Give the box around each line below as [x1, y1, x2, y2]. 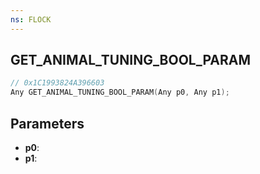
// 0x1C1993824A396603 [10, 78, 105, 88]
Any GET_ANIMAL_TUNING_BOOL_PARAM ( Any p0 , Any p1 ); [10, 87, 230, 98]
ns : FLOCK [10, 14, 52, 25]
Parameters [10, 115, 85, 132]
